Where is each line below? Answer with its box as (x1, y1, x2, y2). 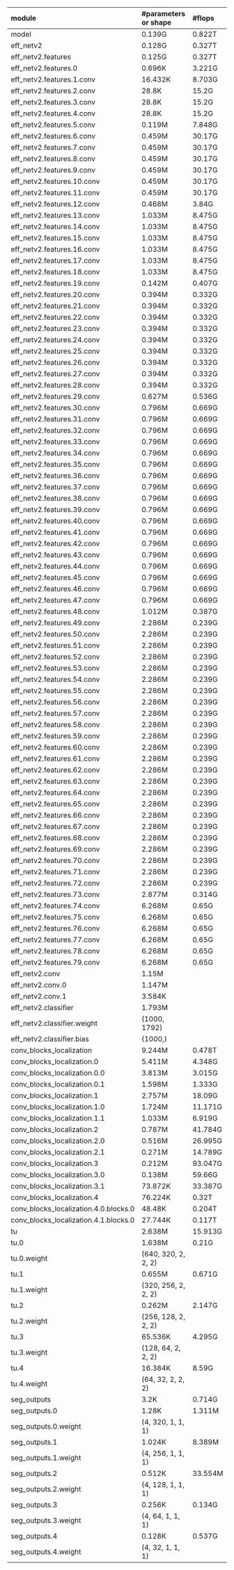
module (10, 13, 37, 23)
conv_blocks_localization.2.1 (10, 1147, 105, 1157)
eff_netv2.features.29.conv (10, 391, 100, 401)
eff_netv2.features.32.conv (10, 426, 100, 435)
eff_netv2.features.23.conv (10, 324, 100, 333)
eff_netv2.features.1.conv (10, 75, 96, 84)
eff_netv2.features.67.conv (10, 822, 100, 831)
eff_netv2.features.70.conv (10, 856, 100, 865)
